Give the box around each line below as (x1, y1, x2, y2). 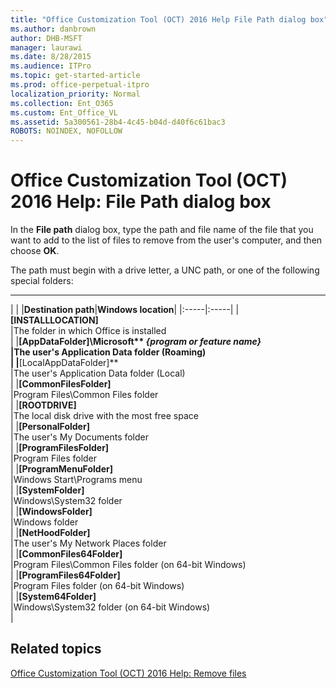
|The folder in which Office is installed (10, 325, 167, 337)
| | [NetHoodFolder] (10, 527, 91, 539)
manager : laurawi (10, 42, 83, 53)
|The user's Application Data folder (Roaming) (10, 346, 207, 358)
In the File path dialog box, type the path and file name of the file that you (10, 224, 314, 236)
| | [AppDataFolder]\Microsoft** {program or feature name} (10, 336, 262, 348)
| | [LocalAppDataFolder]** (10, 357, 119, 369)
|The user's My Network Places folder (10, 537, 167, 550)
